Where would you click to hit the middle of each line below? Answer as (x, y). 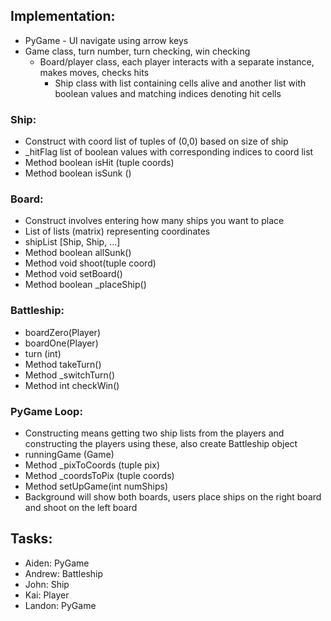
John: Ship (47, 584)
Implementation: (63, 16)
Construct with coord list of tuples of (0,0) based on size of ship (156, 141)
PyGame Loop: (46, 411)
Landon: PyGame (60, 605)
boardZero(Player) (62, 332)
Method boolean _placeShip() (85, 285)
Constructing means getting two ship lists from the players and (154, 433)
